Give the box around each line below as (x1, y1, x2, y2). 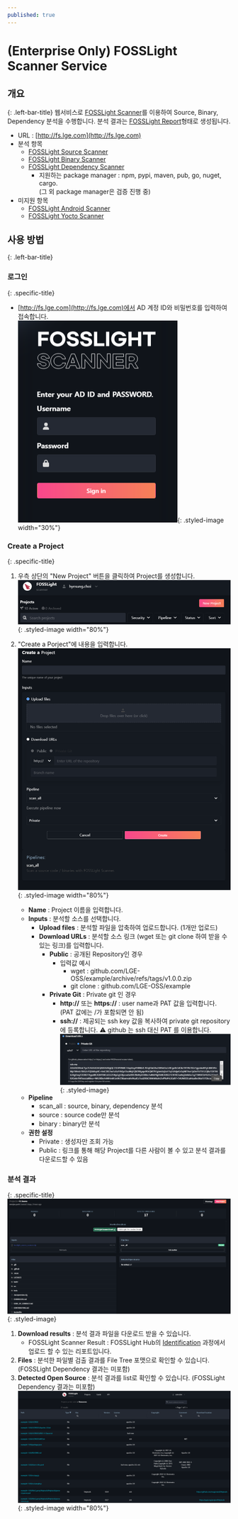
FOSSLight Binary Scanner (28, 154, 106, 163)
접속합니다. (17, 312, 49, 320)
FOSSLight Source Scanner (28, 147, 108, 156)
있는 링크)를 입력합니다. (38, 941, 104, 949)
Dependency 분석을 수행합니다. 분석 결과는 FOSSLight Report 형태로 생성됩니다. (7, 117, 231, 125)
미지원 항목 (17, 196, 49, 205)
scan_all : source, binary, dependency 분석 (38, 1102, 163, 1110)
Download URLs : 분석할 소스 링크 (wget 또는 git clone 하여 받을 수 (38, 932, 228, 940)
